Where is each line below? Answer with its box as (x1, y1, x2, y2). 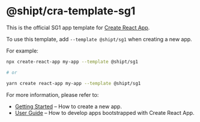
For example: (6, 47, 39, 54)
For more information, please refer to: (6, 91, 99, 98)
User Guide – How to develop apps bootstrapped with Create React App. (14, 109, 195, 116)
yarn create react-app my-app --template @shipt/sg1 (6, 80, 141, 86)
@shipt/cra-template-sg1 (6, 4, 136, 18)
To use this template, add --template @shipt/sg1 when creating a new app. (6, 35, 192, 42)
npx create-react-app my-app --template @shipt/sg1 (6, 59, 138, 65)
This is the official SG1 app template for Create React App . (6, 24, 150, 31)
